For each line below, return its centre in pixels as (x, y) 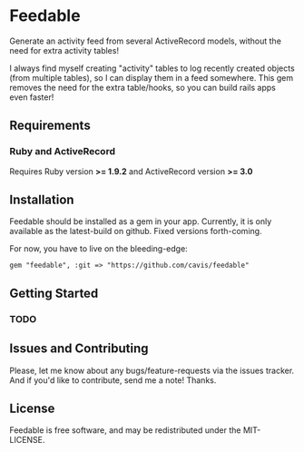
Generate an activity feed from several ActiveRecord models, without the (145, 41)
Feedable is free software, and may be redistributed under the (125, 430)
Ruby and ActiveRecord (63, 152)
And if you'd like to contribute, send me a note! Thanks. (113, 380)
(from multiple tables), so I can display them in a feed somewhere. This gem (151, 77)
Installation (42, 200)
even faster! (32, 97)
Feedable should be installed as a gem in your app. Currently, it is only (141, 221)
